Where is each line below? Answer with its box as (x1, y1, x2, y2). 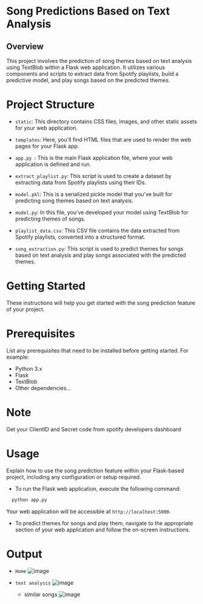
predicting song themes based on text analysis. (15, 197, 134, 204)
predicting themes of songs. (15, 215, 86, 222)
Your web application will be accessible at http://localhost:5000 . (6, 508, 171, 515)
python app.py (12, 497, 47, 503)
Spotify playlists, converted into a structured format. (15, 233, 145, 241)
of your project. (6, 305, 45, 313)
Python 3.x (15, 365, 42, 372)
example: (6, 353, 29, 360)
